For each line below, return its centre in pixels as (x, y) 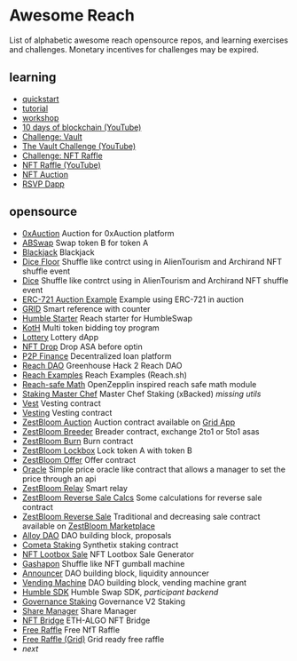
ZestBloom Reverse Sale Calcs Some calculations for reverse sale (142, 498)
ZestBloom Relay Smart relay (75, 488)
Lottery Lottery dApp (60, 337)
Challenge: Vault (52, 136)
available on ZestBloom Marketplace (89, 526)
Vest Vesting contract (62, 403)
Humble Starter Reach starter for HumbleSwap (107, 318)
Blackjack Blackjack (58, 252)
